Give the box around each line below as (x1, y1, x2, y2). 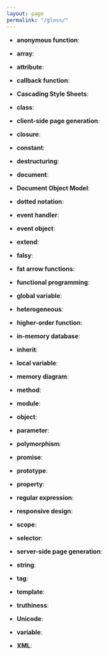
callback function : (16, 76, 70, 84)
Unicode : (16, 614, 43, 622)
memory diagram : (16, 372, 69, 381)
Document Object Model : (16, 183, 90, 192)
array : (16, 49, 34, 58)
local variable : (16, 358, 58, 367)
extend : (16, 238, 39, 246)
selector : (16, 533, 43, 542)
